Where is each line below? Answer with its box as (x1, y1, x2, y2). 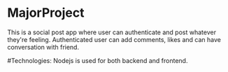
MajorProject (7, 5, 85, 21)
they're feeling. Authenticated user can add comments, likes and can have (7, 35, 222, 43)
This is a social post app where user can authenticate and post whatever (7, 28, 217, 36)
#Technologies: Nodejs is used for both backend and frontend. (7, 56, 188, 64)
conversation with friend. (7, 43, 79, 51)
